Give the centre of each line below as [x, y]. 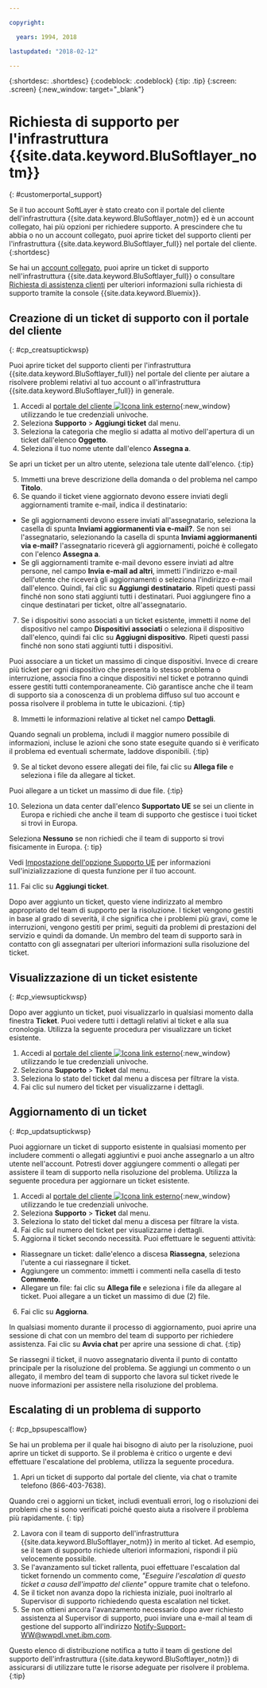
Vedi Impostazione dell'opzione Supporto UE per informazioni [110, 862]
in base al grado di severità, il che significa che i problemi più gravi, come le [133, 919]
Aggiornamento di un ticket [78, 1112]
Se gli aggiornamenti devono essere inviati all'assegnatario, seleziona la [138, 520]
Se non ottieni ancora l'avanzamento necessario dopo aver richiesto [132, 1609]
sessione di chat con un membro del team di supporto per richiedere [121, 1335]
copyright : [27, 22]
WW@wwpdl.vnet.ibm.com [65, 1635]
